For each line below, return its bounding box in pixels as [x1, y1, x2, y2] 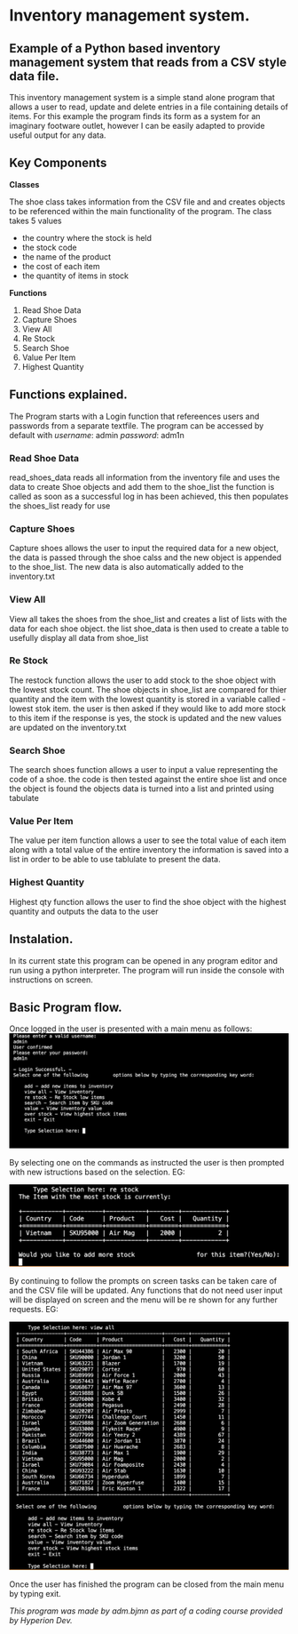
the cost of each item [21, 260, 100, 271]
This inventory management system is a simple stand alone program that [9, 92, 275, 102]
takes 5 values [9, 215, 62, 226]
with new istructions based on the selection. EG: [9, 1166, 185, 1177]
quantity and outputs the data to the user [9, 906, 159, 917]
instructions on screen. [9, 974, 93, 985]
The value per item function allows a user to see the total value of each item [9, 835, 286, 845]
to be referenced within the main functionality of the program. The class [9, 205, 272, 216]
